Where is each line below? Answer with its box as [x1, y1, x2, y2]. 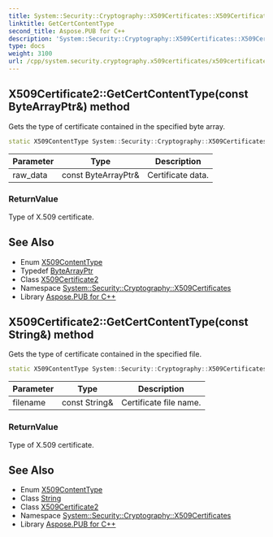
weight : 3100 [8, 50, 53, 58]
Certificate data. [147, 169, 210, 180]
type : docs [8, 42, 45, 50]
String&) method [8, 328, 94, 342]
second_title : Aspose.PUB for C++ [8, 27, 126, 35]
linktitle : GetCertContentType [8, 19, 115, 28]
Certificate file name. [121, 397, 201, 409]
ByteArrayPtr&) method [8, 100, 130, 114]
